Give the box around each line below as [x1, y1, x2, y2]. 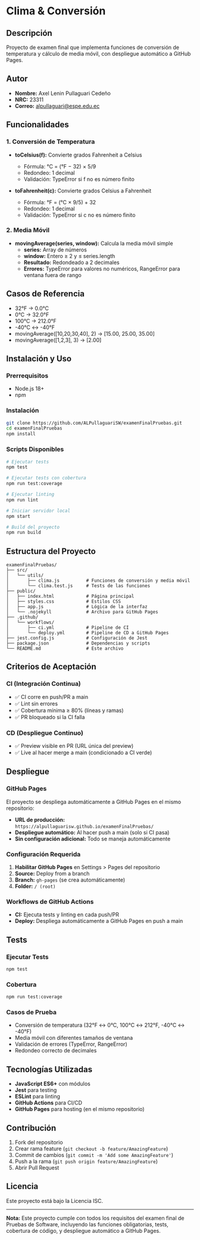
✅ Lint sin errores [14, 700, 58, 707]
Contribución [6, 1123, 57, 1133]
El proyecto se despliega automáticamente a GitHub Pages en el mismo [6, 798, 182, 805]
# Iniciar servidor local [6, 508, 70, 514]
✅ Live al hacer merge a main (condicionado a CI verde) [14, 749, 152, 756]
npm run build [6, 530, 42, 536]
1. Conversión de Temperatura [6, 137, 95, 146]
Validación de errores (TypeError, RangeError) [14, 1041, 128, 1048]
